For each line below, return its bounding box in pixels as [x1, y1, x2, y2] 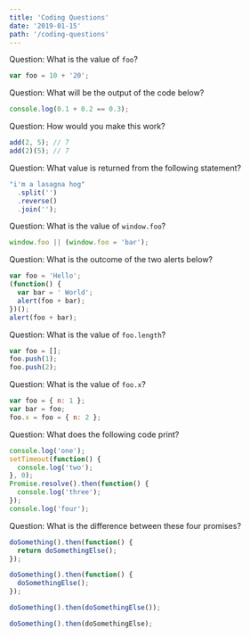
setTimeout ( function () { [9, 454, 101, 464]
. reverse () [17, 196, 58, 205]
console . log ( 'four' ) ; [9, 504, 90, 513]
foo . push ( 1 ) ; [9, 354, 58, 364]
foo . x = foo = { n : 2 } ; [9, 412, 101, 422]
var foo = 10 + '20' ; [9, 71, 90, 80]
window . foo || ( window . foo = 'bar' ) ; [9, 238, 149, 247]
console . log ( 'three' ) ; [17, 488, 101, 497]
